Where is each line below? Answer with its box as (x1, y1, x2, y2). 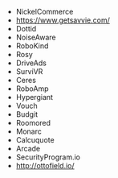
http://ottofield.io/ (15, 161, 75, 170)
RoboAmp (15, 84, 49, 93)
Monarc (15, 126, 43, 136)
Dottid (15, 24, 37, 33)
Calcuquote (15, 135, 55, 144)
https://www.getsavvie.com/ (15, 15, 110, 25)
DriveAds (15, 58, 47, 68)
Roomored (15, 118, 51, 127)
